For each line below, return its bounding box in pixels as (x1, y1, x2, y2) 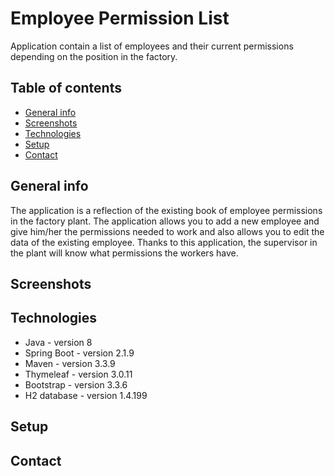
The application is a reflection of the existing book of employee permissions (10, 204, 323, 216)
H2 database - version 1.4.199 (24, 389, 148, 401)
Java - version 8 (24, 336, 93, 348)
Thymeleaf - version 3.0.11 (24, 368, 133, 380)
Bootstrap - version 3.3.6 (24, 378, 128, 391)
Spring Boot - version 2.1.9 (24, 347, 135, 359)
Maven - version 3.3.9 (24, 357, 116, 369)
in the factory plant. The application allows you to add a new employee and (10, 215, 320, 227)
